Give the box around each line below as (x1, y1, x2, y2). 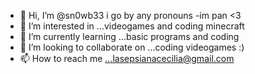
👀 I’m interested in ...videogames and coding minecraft (19, 20, 245, 32)
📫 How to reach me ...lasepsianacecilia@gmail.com (19, 53, 235, 64)
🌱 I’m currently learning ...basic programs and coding (19, 31, 240, 42)
